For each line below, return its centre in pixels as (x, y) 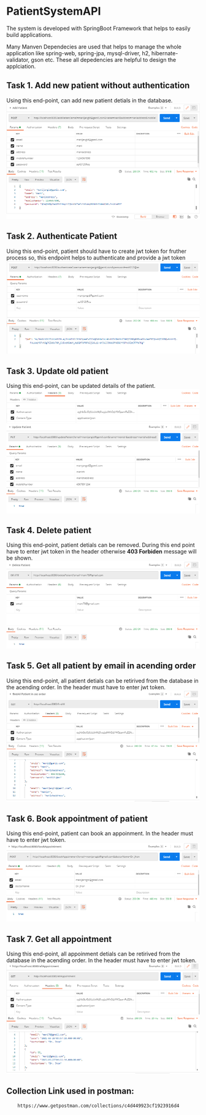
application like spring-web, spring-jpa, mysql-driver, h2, (78, 53)
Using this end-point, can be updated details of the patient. (81, 386)
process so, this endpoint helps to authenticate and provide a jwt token (96, 257)
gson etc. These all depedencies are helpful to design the (104, 60)
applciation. (21, 66)
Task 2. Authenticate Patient (62, 237)
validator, (18, 60)
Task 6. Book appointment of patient (77, 818)
